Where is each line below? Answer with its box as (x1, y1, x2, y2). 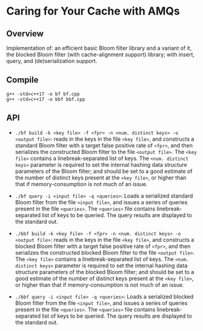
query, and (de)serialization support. (6, 58, 98, 64)
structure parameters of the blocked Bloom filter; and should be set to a (15, 268, 195, 275)
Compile (6, 75, 39, 85)
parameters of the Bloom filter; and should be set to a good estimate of (15, 167, 193, 175)
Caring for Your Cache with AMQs (6, 4, 181, 18)
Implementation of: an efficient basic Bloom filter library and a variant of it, (6, 44, 192, 52)
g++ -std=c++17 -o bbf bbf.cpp (6, 96, 85, 102)
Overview (6, 28, 44, 39)
